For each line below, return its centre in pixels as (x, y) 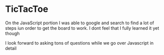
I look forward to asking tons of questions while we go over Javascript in (80, 43)
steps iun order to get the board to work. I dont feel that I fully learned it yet (82, 28)
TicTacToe (27, 9)
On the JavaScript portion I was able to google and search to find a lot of (80, 23)
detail (11, 48)
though (12, 33)
